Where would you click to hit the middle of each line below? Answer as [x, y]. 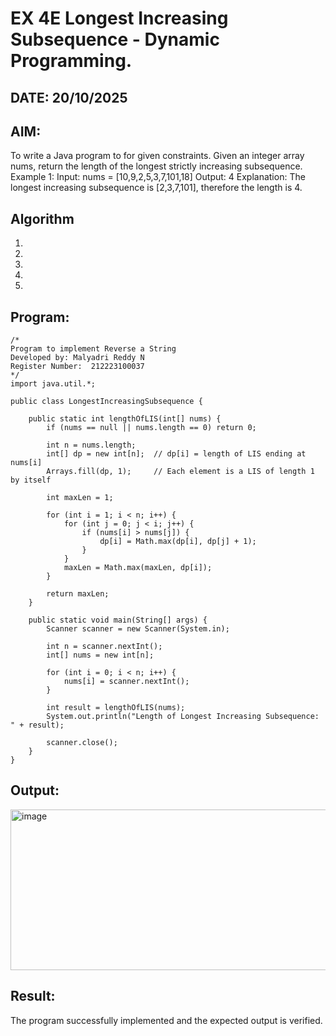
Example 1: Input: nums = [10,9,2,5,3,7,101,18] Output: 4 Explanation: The [158, 177]
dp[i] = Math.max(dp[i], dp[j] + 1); [178, 542]
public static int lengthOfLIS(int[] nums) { [125, 419]
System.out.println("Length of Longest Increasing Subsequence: [183, 717]
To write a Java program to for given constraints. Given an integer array [157, 156]
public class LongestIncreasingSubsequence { [106, 402]
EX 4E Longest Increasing [119, 18]
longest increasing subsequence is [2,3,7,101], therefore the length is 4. [156, 188]
